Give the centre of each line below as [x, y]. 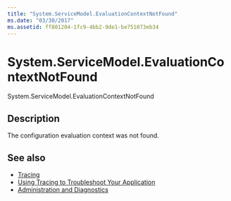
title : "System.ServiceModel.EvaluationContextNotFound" [93, 14]
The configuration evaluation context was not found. [83, 135]
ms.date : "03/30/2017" [40, 20]
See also [26, 158]
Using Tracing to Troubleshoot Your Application [86, 182]
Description [33, 118]
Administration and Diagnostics [63, 189]
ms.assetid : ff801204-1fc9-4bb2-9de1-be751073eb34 [83, 27]
